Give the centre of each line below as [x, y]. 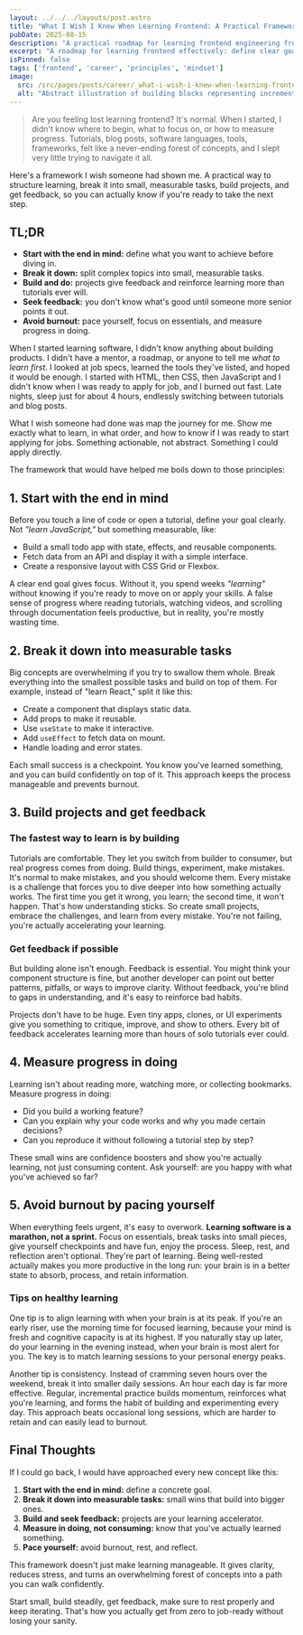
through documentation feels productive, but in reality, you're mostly [137, 613]
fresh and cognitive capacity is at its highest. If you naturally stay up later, [146, 1337]
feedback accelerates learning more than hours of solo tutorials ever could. [149, 1034]
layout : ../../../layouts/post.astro [80, 18]
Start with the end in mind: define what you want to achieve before [147, 254]
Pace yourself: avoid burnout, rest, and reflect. [110, 1547]
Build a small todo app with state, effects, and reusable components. [150, 547]
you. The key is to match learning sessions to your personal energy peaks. [147, 1356]
